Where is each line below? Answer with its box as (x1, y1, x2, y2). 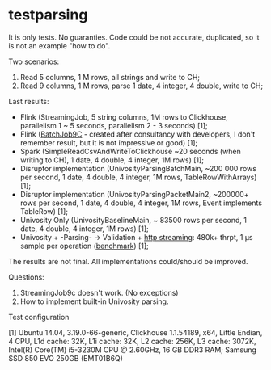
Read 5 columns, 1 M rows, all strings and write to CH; (19, 72, 201, 82)
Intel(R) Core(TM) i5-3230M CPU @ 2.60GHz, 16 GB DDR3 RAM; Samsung (8, 345, 257, 355)
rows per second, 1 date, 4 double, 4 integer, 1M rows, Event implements (19, 198, 263, 208)
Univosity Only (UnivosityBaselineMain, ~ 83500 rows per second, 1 (19, 215, 247, 225)
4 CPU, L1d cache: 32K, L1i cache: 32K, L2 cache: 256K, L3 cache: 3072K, (8, 336, 256, 346)
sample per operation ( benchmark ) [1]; (19, 241, 150, 250)
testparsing (8, 6, 88, 24)
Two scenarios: (8, 57, 59, 66)
